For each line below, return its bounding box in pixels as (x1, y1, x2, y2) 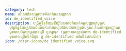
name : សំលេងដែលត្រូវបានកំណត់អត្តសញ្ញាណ (5, 12, 71, 17)
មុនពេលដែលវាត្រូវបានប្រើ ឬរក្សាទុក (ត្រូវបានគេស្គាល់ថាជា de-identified (9, 30, 121, 34)
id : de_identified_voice (5, 16, 55, 21)
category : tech (5, 7, 36, 12)
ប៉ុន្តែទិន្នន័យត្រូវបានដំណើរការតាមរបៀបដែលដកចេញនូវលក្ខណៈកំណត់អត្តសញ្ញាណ (9, 25, 121, 30)
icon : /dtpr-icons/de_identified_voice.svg (5, 39, 94, 44)
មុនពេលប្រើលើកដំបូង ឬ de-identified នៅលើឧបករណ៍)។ (9, 34, 101, 39)
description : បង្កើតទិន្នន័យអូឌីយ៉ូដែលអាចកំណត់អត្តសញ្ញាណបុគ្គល (5, 20, 106, 26)
